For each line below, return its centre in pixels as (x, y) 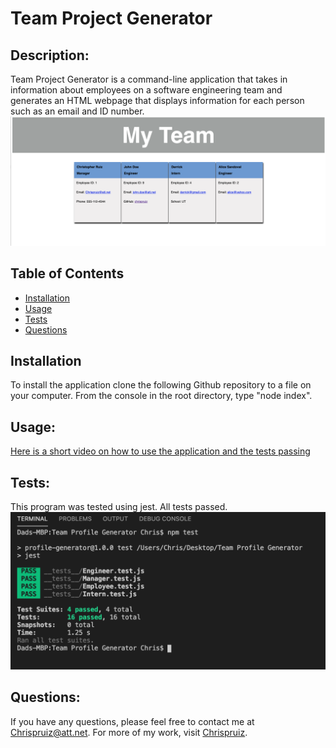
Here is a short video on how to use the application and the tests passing (160, 451)
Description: (50, 55)
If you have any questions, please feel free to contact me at (132, 721)
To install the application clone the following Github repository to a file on (161, 385)
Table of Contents (67, 273)
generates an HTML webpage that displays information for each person (157, 100)
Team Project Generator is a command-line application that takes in (149, 79)
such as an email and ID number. (77, 111)
